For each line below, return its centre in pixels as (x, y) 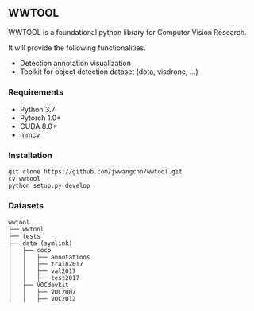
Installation (31, 156)
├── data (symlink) (40, 243)
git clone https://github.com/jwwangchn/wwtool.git (95, 172)
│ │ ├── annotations (49, 257)
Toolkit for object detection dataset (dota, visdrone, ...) (109, 72)
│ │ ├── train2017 (46, 264)
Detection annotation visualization (75, 63)
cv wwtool (25, 179)
